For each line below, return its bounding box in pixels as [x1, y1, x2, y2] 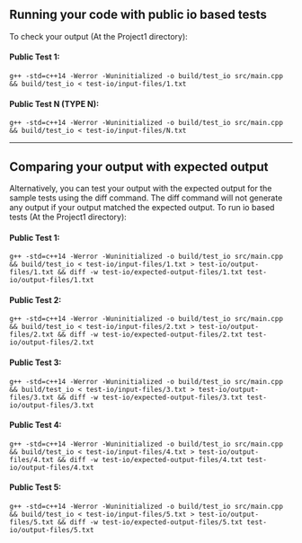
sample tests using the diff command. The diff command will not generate [9, 192, 283, 203]
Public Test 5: [9, 482, 62, 493]
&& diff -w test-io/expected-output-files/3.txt [57, 393, 244, 402]
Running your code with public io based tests [9, 7, 268, 22]
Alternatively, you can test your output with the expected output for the [9, 183, 272, 194]
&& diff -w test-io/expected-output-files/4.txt [57, 455, 244, 464]
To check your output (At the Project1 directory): [9, 31, 189, 41]
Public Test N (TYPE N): [9, 98, 100, 109]
